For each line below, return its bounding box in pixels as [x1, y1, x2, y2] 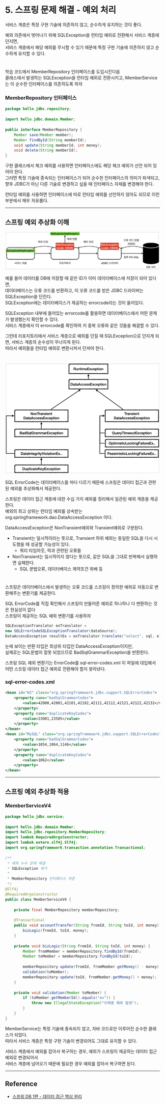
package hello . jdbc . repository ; [5, 107, 71, 111]
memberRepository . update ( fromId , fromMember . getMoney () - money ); [23, 965, 162, 969]
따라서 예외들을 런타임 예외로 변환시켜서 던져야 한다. [5, 345, 105, 351]
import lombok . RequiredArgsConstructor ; [5, 835, 89, 840]
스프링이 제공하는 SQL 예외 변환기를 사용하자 [5, 613, 91, 619]
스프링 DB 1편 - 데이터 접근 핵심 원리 [12, 1093, 82, 1099]
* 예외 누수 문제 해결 [7, 860, 46, 866]
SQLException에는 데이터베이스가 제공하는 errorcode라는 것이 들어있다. [5, 300, 144, 305]
